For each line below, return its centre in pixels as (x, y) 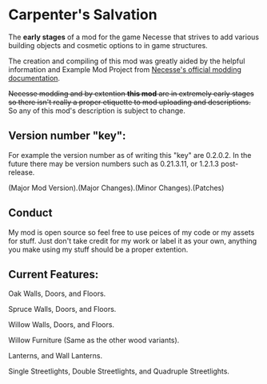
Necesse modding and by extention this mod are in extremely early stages (131, 93)
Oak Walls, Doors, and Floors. (57, 293)
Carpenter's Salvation (83, 15)
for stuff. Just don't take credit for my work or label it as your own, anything (133, 241)
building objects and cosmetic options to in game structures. (108, 45)
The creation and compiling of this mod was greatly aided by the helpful (127, 61)
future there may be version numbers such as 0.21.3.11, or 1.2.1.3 (114, 164)
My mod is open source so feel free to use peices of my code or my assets (132, 232)
